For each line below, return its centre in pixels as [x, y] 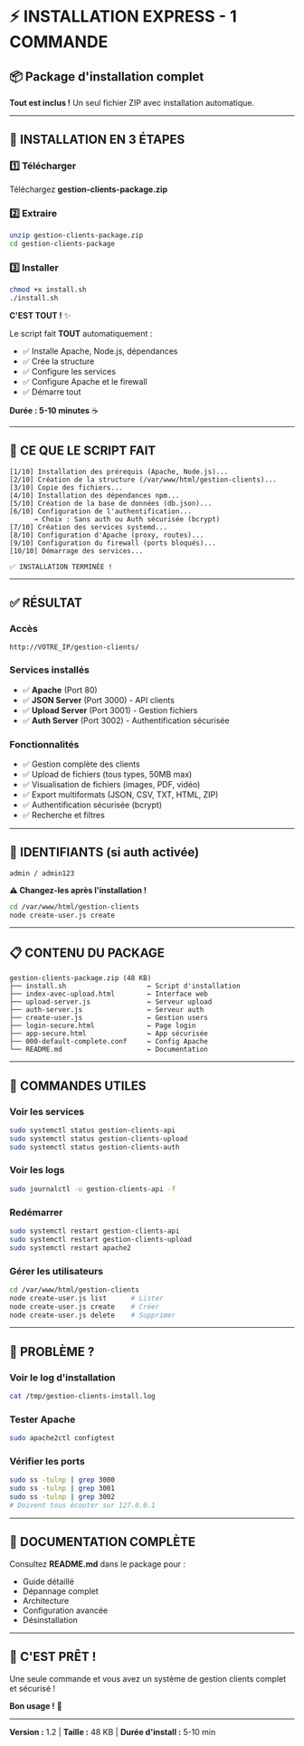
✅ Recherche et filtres [64, 815]
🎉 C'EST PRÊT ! [53, 1657]
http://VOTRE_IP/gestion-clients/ [75, 647]
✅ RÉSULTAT [46, 602]
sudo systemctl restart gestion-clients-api [95, 1231]
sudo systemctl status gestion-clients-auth [95, 1147]
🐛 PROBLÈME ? [52, 1352]
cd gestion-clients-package [62, 243]
